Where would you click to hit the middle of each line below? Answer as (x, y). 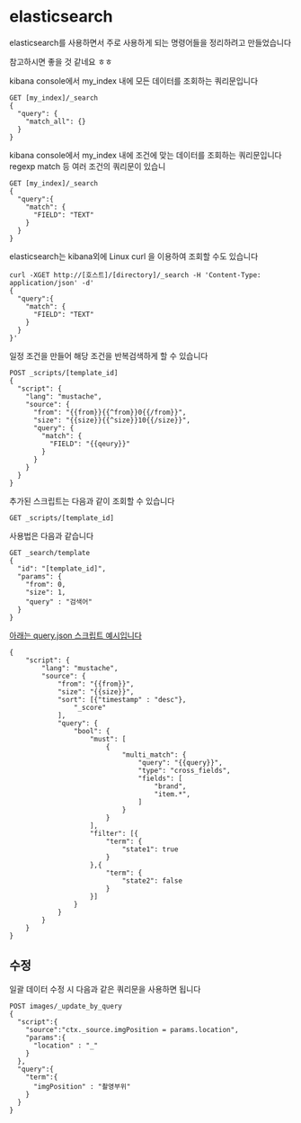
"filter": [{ (114, 833)
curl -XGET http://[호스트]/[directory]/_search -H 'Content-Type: (136, 275)
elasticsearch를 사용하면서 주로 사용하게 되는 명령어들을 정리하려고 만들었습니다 (150, 42)
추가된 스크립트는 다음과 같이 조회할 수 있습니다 (92, 500)
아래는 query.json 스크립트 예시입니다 (75, 635)
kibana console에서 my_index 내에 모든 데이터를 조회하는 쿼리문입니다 (134, 81)
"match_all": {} (56, 121)
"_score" (89, 707)
